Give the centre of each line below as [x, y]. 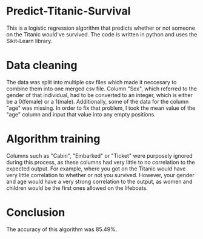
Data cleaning [42, 66]
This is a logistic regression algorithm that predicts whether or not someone [101, 28]
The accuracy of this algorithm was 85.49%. [62, 229]
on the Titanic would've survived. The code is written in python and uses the [102, 34]
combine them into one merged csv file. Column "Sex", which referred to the [101, 89]
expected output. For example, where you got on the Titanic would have [96, 169]
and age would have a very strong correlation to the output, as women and [99, 181]
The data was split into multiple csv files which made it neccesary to [92, 82]
